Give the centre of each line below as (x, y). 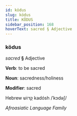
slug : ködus (18, 15)
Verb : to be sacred (25, 68)
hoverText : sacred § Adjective (39, 29)
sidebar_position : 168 (30, 24)
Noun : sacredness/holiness (34, 78)
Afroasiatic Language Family (36, 108)
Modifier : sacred (23, 88)
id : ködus (16, 10)
